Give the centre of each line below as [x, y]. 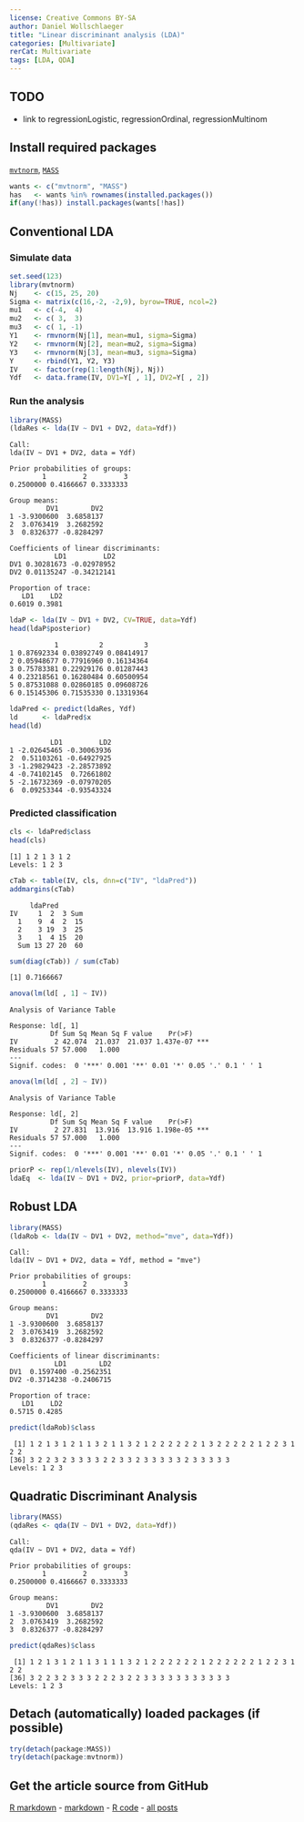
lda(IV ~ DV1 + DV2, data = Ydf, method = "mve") [106, 1261]
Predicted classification [63, 813]
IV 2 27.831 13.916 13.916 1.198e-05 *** [109, 1130]
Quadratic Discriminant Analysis [103, 1496]
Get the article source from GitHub [109, 1786]
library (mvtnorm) [42, 285]
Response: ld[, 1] [44, 1026]
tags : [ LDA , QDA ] [42, 60]
